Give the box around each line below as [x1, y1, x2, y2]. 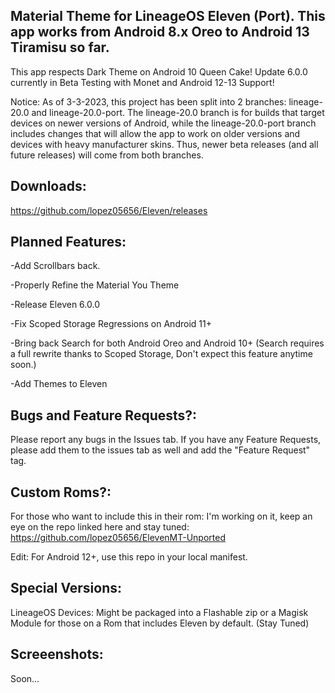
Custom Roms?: [10, 484, 112, 501]
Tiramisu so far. [10, 39, 110, 56]
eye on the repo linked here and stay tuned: [10, 521, 190, 533]
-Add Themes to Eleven [10, 378, 108, 390]
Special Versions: [10, 580, 123, 597]
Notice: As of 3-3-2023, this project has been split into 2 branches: [10, 95, 287, 108]
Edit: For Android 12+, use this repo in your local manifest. [10, 551, 248, 563]
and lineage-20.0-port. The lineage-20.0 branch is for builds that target [31, 106, 325, 118]
